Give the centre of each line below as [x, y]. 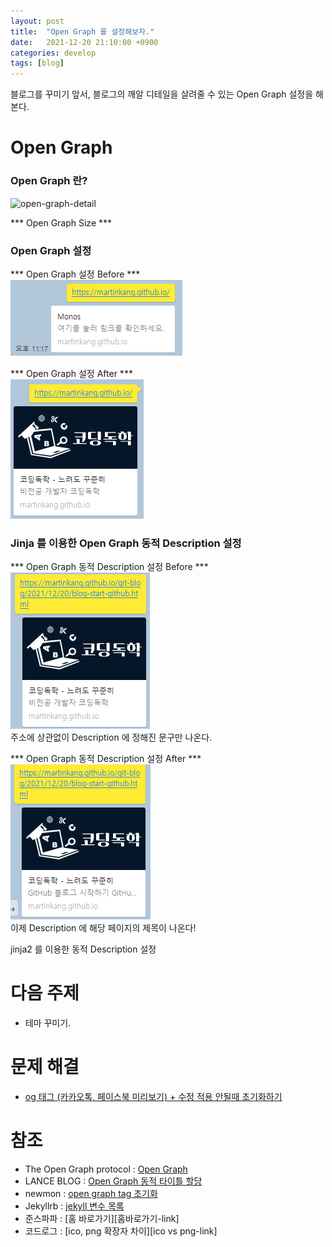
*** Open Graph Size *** [61, 222]
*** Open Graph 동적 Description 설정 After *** [106, 759]
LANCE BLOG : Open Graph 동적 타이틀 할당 [113, 1181]
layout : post [37, 21]
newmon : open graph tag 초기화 [91, 1194]
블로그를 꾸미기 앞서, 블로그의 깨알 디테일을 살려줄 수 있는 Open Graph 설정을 [162, 94]
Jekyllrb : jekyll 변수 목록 [74, 1206]
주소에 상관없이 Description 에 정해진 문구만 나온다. [111, 737]
